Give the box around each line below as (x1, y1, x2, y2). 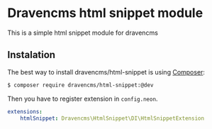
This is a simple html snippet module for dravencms (7, 28, 158, 37)
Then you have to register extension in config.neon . (7, 94, 158, 103)
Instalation (7, 49, 55, 61)
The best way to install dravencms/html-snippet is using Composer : (7, 67, 206, 76)
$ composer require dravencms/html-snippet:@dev (7, 82, 154, 89)
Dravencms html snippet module (7, 5, 203, 21)
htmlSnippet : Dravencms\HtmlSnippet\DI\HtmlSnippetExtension (20, 115, 204, 122)
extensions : (7, 108, 43, 115)
